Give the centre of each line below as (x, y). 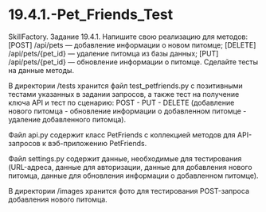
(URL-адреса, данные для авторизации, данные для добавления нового (130, 167)
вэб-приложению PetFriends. (97, 143)
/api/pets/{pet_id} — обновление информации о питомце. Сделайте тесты (133, 62)
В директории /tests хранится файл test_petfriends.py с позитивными (125, 86)
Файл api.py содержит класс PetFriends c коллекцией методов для (122, 135)
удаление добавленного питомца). (67, 119)
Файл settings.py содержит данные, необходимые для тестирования (125, 158)
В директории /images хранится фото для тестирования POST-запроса (129, 191)
